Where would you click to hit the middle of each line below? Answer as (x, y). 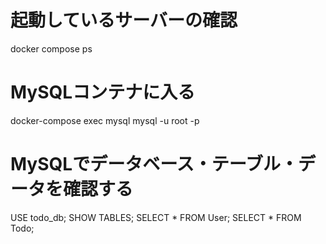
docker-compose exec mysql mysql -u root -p (105, 120)
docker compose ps (51, 48)
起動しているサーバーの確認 (124, 20)
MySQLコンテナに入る (103, 92)
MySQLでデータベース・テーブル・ (154, 164)
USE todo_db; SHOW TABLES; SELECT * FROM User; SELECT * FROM (156, 217)
